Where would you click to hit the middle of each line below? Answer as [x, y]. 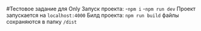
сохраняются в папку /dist [42, 22]
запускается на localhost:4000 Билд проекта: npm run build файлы [93, 15]
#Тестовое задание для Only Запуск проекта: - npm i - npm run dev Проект [101, 9]
